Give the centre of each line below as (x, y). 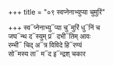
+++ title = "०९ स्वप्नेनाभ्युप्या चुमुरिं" (56, 12)
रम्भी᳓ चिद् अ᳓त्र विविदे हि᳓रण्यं (45, 45)
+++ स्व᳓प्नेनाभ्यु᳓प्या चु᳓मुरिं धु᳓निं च (54, 28)
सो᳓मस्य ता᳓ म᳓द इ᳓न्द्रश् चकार (47, 54)
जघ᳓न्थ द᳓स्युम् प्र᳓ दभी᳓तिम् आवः (49, 36)
